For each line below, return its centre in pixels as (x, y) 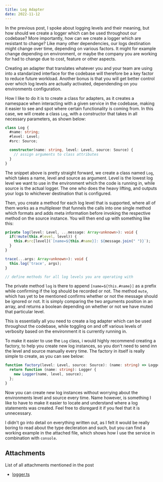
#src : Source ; (24, 141)
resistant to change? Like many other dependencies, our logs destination (78, 43)
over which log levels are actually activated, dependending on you (71, 83)
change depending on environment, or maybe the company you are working (81, 53)
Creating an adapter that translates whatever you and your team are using (79, 68)
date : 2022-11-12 (23, 14)
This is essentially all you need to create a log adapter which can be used (78, 321)
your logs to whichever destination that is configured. (58, 193)
